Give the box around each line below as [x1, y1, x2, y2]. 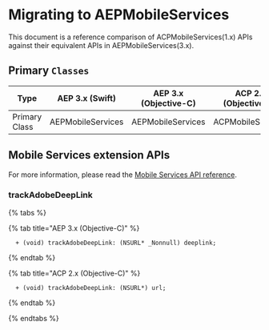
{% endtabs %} [8, 313, 59, 323]
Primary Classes [8, 64, 90, 78]
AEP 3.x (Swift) [57, 92, 116, 103]
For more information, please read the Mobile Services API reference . [8, 170, 238, 179]
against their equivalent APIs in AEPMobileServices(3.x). [8, 40, 195, 50]
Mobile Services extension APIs [8, 148, 171, 162]
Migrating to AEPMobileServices [8, 6, 230, 24]
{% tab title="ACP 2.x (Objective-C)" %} [8, 268, 141, 278]
